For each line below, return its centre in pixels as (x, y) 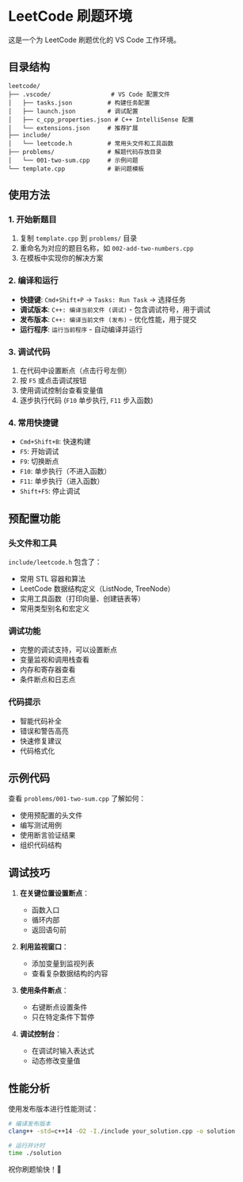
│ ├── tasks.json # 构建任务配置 (79, 103)
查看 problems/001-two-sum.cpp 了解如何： (77, 799)
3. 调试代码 (29, 351)
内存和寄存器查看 (47, 670)
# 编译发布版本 (30, 1124)
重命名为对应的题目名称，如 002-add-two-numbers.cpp (106, 248)
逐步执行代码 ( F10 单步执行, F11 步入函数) (86, 401)
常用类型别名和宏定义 (54, 608)
